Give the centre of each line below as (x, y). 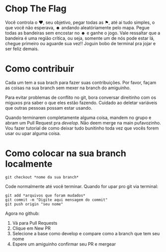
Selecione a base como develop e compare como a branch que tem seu (86, 233)
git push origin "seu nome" (34, 204)
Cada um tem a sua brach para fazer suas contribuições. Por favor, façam (81, 82)
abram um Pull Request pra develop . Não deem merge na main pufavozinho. (83, 123)
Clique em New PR (31, 228)
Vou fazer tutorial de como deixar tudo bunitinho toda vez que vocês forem (82, 128)
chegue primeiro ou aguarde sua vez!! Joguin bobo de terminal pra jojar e (81, 43)
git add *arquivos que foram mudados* (45, 195)
